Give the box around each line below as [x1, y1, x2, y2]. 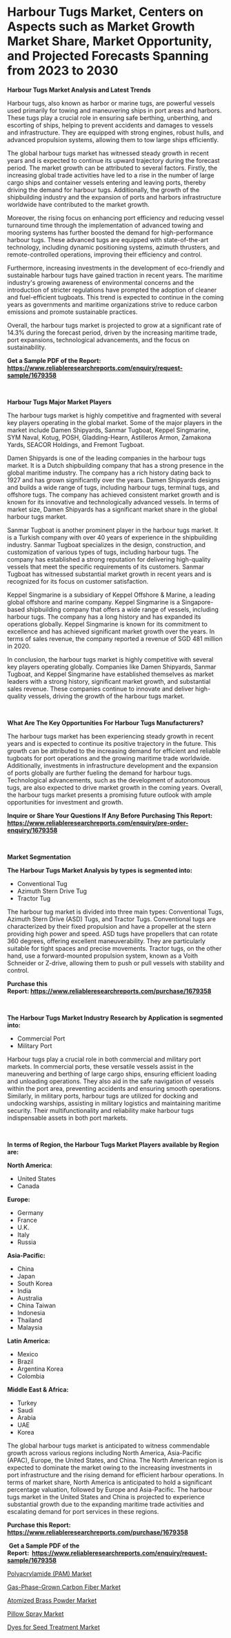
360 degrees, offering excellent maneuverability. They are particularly [7, 936, 205, 945]
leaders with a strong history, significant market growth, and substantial [7, 677, 211, 685]
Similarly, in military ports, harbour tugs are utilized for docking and [7, 1092, 199, 1100]
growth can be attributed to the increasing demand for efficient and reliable [7, 747, 221, 755]
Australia [17, 1294, 43, 1302]
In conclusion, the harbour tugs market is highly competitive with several [7, 655, 214, 663]
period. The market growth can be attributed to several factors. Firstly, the [7, 164, 218, 172]
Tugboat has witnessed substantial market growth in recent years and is [7, 570, 212, 578]
